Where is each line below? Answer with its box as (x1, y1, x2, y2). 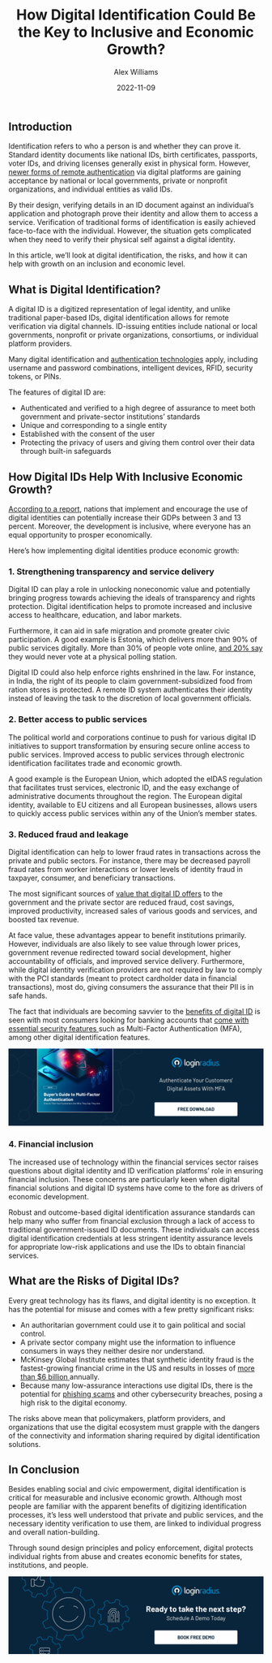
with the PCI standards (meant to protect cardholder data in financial (8, 973, 237, 983)
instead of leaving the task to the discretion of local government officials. (8, 693, 253, 703)
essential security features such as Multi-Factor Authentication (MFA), (8, 1023, 243, 1033)
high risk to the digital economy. (19, 1397, 128, 1407)
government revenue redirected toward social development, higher (8, 948, 232, 957)
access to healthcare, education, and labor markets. (8, 611, 182, 620)
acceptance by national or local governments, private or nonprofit (8, 176, 228, 186)
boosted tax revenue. (8, 914, 79, 924)
